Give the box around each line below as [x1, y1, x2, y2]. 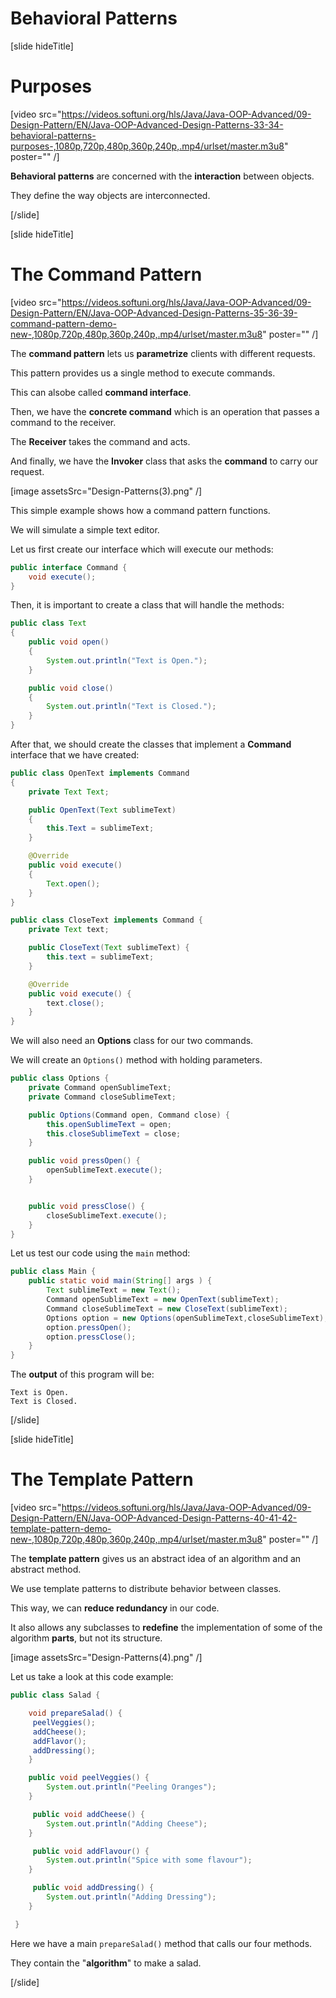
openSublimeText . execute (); [46, 1165, 163, 1176]
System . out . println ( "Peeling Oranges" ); [46, 1782, 217, 1792]
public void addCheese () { [32, 1809, 145, 1819]
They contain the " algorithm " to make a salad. [10, 1957, 202, 1969]
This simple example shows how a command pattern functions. [10, 504, 271, 516]
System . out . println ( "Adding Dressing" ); [46, 1892, 217, 1902]
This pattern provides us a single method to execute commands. [10, 367, 276, 379]
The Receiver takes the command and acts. [10, 435, 191, 447]
